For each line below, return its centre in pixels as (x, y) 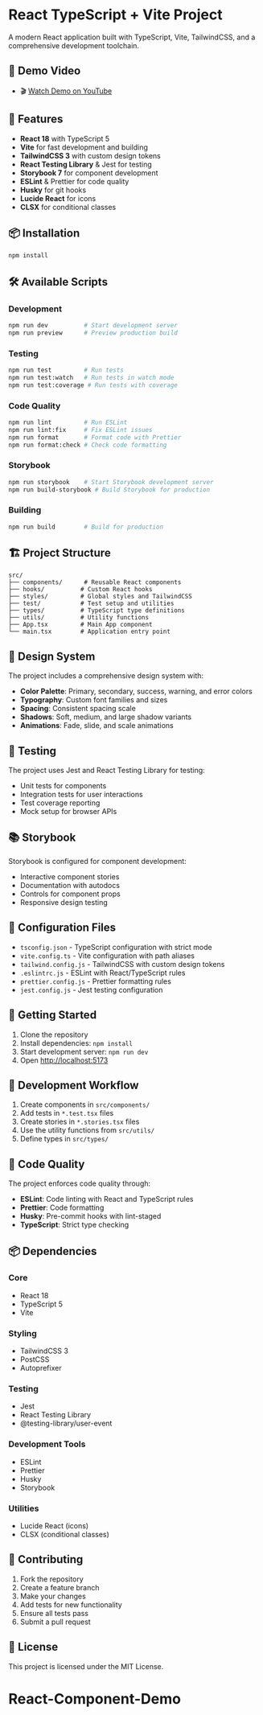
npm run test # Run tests (66, 370)
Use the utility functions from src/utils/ (87, 1130)
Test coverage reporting (60, 803)
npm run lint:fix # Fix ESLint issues (80, 430)
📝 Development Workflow (74, 1085)
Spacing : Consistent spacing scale (78, 709)
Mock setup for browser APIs (68, 812)
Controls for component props (70, 894)
